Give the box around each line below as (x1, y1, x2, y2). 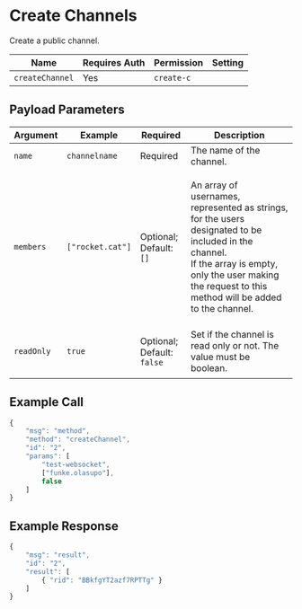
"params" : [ (25, 452, 70, 461)
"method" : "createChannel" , (25, 435, 130, 445)
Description (214, 128, 265, 141)
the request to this (190, 279, 268, 292)
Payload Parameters (9, 102, 126, 118)
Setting (211, 56, 244, 68)
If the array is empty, (190, 257, 279, 269)
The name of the (190, 144, 261, 156)
